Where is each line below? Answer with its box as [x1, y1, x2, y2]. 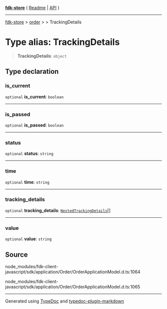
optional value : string [5, 236, 52, 242]
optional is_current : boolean [5, 94, 64, 100]
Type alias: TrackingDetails [5, 36, 120, 48]
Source [5, 250, 28, 259]
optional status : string [5, 151, 54, 156]
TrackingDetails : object [17, 53, 67, 59]
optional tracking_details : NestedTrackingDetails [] [5, 207, 111, 213]
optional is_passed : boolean [5, 122, 64, 128]
